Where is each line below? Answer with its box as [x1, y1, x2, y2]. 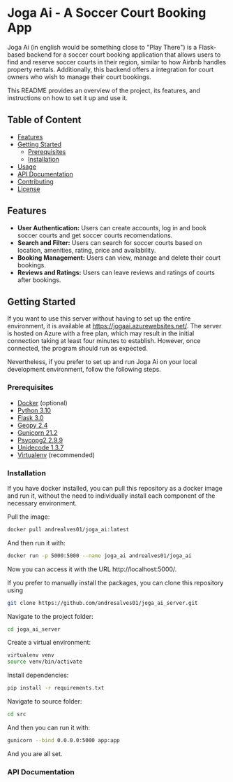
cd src [7, 711, 27, 718]
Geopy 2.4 [17, 421, 48, 429]
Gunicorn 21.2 [17, 428, 58, 437]
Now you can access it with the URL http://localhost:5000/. [7, 565, 177, 573]
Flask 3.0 [17, 413, 44, 421]
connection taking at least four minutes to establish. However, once [7, 337, 201, 345]
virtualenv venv [7, 652, 54, 659]
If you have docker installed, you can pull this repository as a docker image [7, 484, 223, 492]
